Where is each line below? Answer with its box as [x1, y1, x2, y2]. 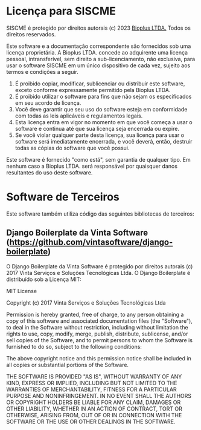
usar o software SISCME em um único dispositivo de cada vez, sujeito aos [6, 62, 191, 69]
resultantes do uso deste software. [6, 168, 93, 176]
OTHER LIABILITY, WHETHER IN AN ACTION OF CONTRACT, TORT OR [6, 405, 182, 412]
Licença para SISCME [6, 4, 116, 18]
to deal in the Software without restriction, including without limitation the [6, 323, 188, 331]
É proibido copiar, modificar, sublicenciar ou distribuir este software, [14, 80, 185, 87]
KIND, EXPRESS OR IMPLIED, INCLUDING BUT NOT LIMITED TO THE [6, 379, 177, 386]
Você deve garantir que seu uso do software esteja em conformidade [14, 105, 188, 113]
